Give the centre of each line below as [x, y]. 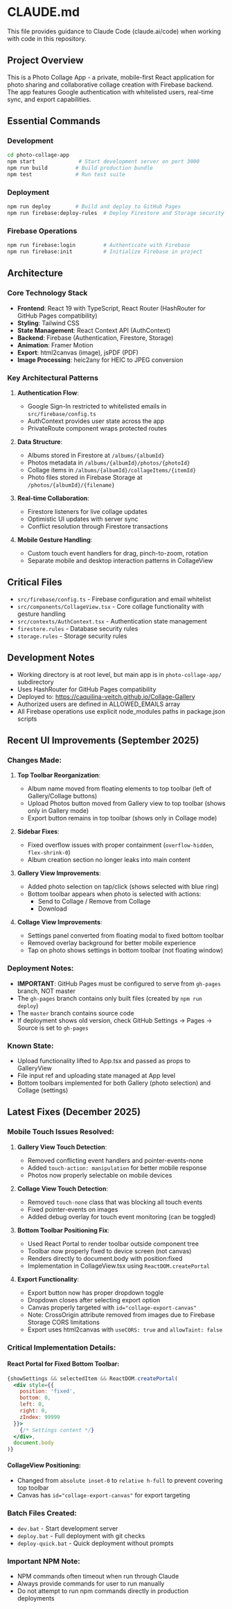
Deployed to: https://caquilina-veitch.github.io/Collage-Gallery [106, 696]
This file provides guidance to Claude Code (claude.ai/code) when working [114, 31]
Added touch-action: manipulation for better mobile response [117, 1168]
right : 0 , [34, 1411]
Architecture [35, 274]
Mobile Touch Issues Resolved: [61, 1132]
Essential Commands [54, 121]
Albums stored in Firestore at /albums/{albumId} [96, 456]
